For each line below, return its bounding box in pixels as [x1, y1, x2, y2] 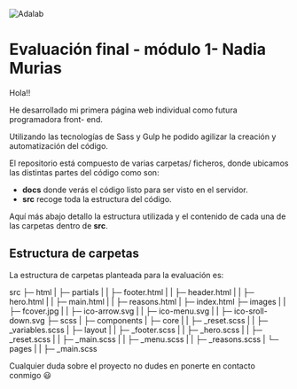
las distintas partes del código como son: [9, 167, 160, 177]
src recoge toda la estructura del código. [21, 193, 172, 204]
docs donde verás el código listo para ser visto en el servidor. [21, 184, 248, 195]
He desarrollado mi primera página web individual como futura [9, 105, 238, 115]
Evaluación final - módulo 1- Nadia [9, 40, 267, 59]
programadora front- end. [9, 113, 104, 124]
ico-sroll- [233, 306, 268, 316]
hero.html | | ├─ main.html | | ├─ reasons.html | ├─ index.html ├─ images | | [9, 296, 286, 307]
